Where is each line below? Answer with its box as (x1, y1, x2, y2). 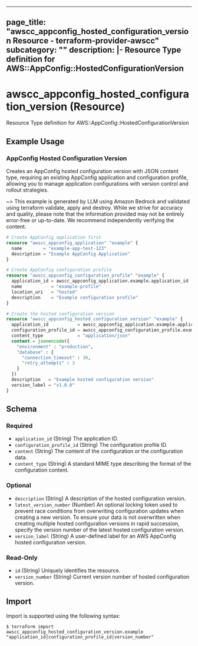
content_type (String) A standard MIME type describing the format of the (14, 460, 192, 468)
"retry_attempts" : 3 (21, 360, 75, 366)
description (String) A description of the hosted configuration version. (14, 495, 186, 502)
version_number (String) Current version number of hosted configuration (14, 573, 190, 580)
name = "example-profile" (11, 284, 101, 290)
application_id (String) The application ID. (14, 435, 119, 442)
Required (6, 421, 33, 430)
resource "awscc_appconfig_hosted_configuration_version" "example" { (6, 316, 183, 322)
